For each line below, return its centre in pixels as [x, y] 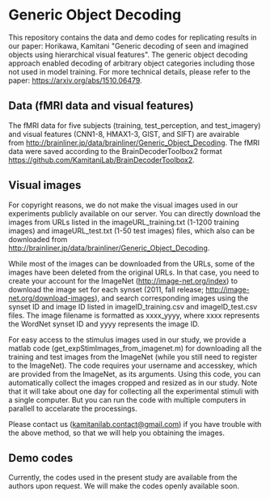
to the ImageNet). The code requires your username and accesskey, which [133, 365]
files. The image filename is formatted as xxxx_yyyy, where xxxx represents [134, 315]
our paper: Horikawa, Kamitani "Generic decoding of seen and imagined [129, 45]
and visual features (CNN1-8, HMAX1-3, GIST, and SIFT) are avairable [124, 134]
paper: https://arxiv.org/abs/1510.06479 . [76, 80]
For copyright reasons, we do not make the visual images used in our [123, 205]
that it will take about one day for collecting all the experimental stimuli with [134, 391]
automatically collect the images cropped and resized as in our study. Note [133, 382]
